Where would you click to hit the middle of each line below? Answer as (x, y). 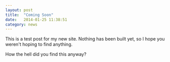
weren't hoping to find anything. (39, 45)
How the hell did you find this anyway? (46, 54)
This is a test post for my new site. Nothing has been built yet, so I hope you (85, 39)
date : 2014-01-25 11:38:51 (36, 19)
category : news (21, 24)
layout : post (19, 10)
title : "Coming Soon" (29, 15)
